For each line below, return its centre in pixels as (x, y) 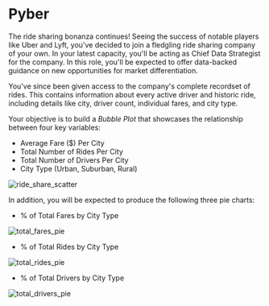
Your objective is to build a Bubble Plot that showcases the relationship (126, 118)
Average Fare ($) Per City (62, 143)
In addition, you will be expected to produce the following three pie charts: (132, 200)
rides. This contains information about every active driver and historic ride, (132, 94)
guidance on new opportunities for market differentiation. (103, 70)
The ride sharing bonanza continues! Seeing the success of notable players (134, 36)
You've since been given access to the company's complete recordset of (130, 86)
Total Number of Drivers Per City (74, 160)
